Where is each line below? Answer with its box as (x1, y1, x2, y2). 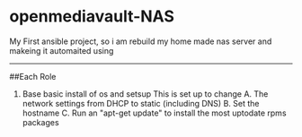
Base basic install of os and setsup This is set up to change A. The (22, 88, 269, 99)
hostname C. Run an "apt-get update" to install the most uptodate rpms (22, 107, 287, 118)
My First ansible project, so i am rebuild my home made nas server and (9, 36, 272, 47)
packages (22, 116, 60, 127)
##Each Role (9, 71, 57, 81)
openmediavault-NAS (9, 6, 175, 27)
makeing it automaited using (9, 45, 114, 56)
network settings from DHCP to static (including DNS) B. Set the (22, 98, 260, 108)
